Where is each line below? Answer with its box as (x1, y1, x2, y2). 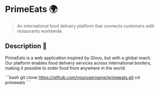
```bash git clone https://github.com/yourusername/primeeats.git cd (5, 74, 140, 80)
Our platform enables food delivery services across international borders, (5, 60, 152, 65)
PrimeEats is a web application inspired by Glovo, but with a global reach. (5, 55, 152, 61)
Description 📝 (5, 42, 47, 51)
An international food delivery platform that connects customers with (16, 23, 155, 29)
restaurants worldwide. (16, 28, 64, 34)
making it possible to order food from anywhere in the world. (5, 65, 126, 71)
